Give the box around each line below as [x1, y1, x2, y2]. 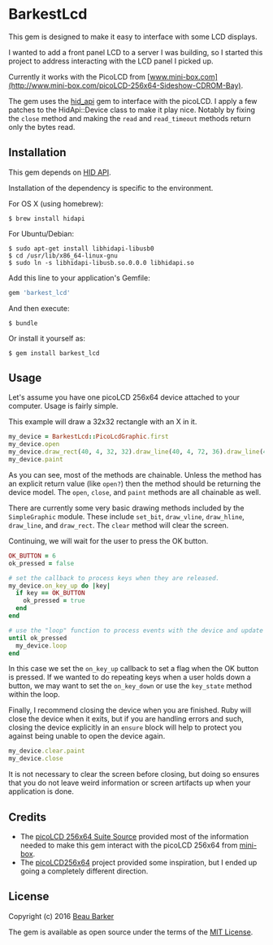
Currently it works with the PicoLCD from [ [8, 72, 150, 81]
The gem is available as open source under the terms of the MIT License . [8, 927, 253, 937]
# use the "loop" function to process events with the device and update [8, 626, 264, 635]
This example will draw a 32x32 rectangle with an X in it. [8, 417, 197, 427]
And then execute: [8, 303, 70, 313]
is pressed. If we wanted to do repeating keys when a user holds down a [8, 672, 251, 683]
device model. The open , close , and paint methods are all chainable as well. [8, 487, 262, 496]
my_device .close [8, 755, 63, 763]
